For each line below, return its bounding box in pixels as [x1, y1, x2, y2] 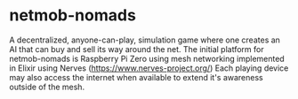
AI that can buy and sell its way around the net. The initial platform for [9, 43, 264, 54]
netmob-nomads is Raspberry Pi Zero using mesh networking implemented [9, 53, 285, 64]
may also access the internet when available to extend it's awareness [9, 72, 264, 82]
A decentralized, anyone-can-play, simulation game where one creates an [9, 34, 280, 45]
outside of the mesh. [9, 81, 85, 92]
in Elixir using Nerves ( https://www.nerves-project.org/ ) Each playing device [9, 63, 289, 73]
